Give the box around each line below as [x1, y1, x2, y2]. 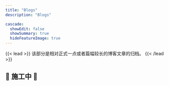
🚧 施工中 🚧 [5, 72, 38, 81]
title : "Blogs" [5, 7, 38, 13]
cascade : [5, 21, 24, 27]
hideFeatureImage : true [10, 36, 60, 41]
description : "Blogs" [5, 12, 52, 17]
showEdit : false [10, 26, 45, 31]
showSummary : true [10, 31, 50, 36]
